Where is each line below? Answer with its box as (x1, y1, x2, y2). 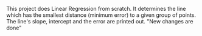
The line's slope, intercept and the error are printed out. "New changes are (6, 18, 193, 25)
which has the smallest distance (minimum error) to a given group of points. (6, 11, 197, 19)
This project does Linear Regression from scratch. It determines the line (6, 5, 186, 12)
